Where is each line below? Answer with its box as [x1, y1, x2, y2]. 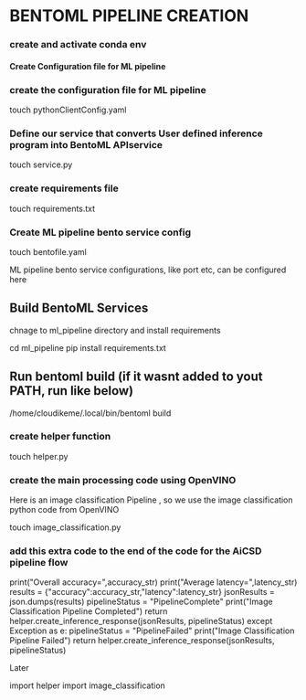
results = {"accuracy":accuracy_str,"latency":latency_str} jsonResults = [9, 587, 276, 598]
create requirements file [9, 182, 119, 195]
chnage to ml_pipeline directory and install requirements [9, 324, 221, 335]
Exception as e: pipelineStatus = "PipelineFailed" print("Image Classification [9, 625, 295, 636]
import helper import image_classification [9, 680, 166, 691]
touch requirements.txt [9, 203, 96, 214]
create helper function [9, 430, 111, 443]
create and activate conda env [9, 38, 147, 51]
